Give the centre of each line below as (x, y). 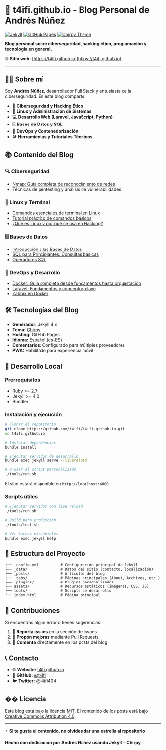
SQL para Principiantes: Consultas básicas (56, 254)
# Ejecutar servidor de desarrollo (42, 456)
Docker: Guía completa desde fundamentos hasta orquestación (77, 283)
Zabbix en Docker (30, 294)
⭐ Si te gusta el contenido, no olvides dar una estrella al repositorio (75, 731)
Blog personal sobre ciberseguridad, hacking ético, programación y (76, 43)
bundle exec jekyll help (31, 538)
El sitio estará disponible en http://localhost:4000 (57, 483)
